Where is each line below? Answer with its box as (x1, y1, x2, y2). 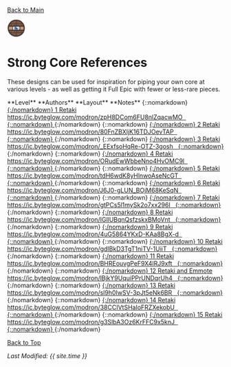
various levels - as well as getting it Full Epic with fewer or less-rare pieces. (7, 85, 221, 93)
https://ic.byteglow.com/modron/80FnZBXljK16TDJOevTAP (7, 127, 174, 136)
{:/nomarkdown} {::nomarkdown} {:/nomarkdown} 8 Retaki (7, 208, 173, 216)
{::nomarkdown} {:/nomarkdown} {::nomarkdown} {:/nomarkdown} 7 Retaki (7, 193, 220, 202)
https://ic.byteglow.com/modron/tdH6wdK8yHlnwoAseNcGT (7, 171, 179, 180)
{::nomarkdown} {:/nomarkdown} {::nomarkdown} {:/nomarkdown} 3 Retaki (7, 134, 221, 143)
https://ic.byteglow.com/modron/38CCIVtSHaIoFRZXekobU (7, 303, 175, 311)
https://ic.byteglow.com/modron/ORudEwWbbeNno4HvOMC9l (7, 156, 184, 165)
